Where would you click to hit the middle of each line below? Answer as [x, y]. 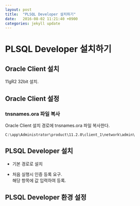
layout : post [18, 10]
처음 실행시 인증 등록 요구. [37, 174]
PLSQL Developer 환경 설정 [46, 197]
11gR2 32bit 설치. [22, 82]
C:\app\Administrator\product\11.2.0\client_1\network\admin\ [70, 135]
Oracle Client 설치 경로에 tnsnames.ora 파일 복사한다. [57, 125]
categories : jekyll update [33, 23]
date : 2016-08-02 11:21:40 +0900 [42, 19]
